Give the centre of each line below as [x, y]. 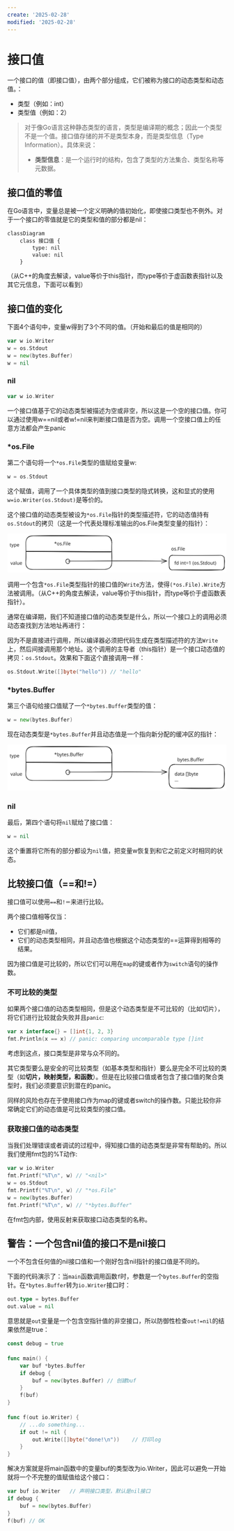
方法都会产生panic [39, 428]
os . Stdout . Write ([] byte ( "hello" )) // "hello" [74, 672]
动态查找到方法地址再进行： [47, 626]
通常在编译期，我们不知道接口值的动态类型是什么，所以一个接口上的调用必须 [117, 617]
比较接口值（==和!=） [55, 884]
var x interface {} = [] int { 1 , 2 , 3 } [60, 1032]
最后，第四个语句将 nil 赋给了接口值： [61, 822]
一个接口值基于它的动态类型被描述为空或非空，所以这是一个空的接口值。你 [114, 410]
